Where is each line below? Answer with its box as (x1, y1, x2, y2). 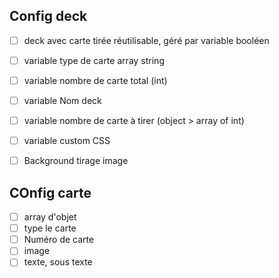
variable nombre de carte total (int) (23, 74, 168, 86)
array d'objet (23, 211, 77, 223)
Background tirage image (23, 155, 129, 167)
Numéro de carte (23, 234, 95, 246)
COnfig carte (9, 184, 92, 201)
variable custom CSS (23, 135, 111, 147)
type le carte (23, 222, 77, 234)
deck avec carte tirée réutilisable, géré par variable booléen (23, 34, 270, 46)
